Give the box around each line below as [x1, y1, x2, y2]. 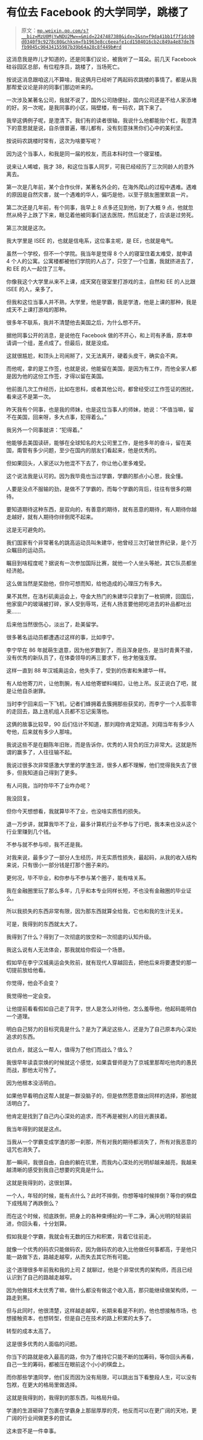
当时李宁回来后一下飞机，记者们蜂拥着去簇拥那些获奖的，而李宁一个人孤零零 [6, 700, 197, 707]
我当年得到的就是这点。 [6, 1125, 65, 1133]
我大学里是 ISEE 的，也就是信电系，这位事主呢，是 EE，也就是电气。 [6, 237, 177, 244]
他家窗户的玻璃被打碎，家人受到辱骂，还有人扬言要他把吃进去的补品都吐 [6, 600, 186, 607]
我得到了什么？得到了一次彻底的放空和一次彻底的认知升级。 [6, 933, 155, 940]
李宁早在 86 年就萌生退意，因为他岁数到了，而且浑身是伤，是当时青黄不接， [6, 646, 196, 654]
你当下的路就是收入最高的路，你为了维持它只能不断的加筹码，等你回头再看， [6, 1353, 197, 1360]
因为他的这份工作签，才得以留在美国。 [11, 372, 107, 380]
